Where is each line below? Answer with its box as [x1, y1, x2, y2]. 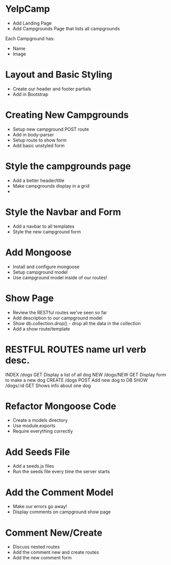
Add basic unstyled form [12, 142, 65, 149]
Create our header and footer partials [12, 86, 91, 92]
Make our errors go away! [12, 503, 67, 510]
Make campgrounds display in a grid [12, 183, 90, 189]
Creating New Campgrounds [5, 109, 129, 121]
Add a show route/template [12, 326, 70, 332]
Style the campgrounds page [5, 160, 131, 172]
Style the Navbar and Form [5, 206, 121, 218]
